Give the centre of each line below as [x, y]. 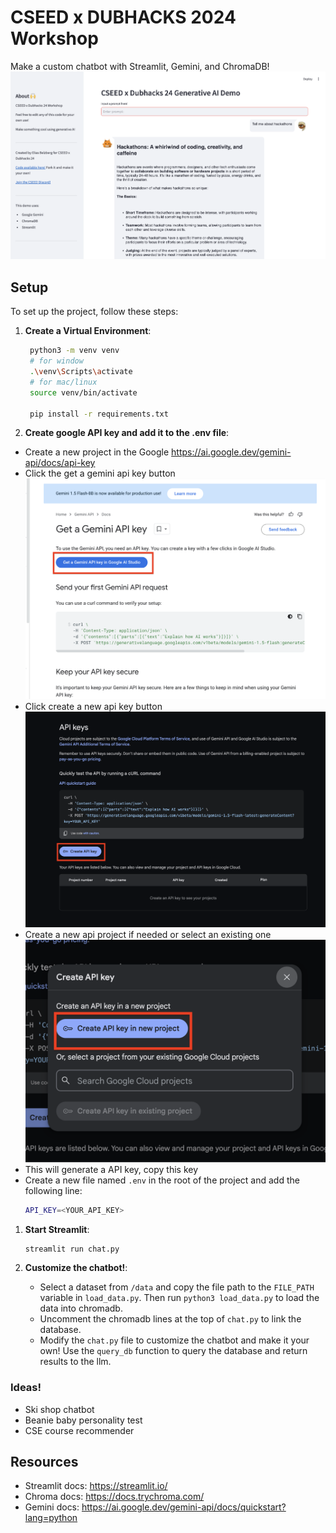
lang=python [51, 1518]
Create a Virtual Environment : [88, 331]
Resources [44, 1462]
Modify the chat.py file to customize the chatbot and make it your [174, 1340]
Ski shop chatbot [59, 1409]
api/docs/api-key [60, 463]
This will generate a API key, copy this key [111, 1169]
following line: [53, 1190]
